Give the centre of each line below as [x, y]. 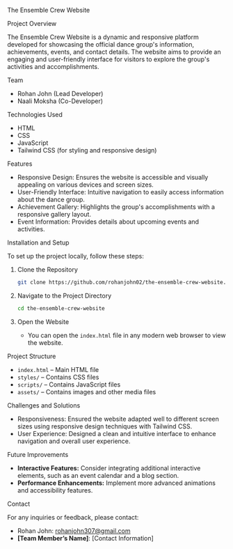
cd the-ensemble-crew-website [61, 308]
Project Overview [32, 23]
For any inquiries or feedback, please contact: [73, 517]
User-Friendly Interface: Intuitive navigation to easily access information [120, 192]
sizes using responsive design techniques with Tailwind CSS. [105, 426]
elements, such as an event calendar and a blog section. [98, 475]
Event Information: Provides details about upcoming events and [108, 222]
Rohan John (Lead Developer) [60, 94]
